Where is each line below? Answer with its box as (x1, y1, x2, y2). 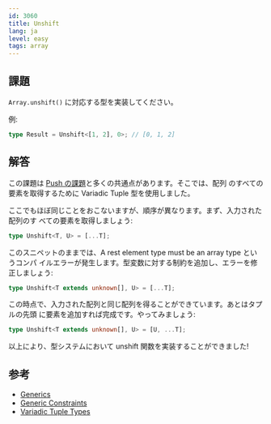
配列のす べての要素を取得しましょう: (8, 216, 133, 225)
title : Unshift (8, 19, 60, 28)
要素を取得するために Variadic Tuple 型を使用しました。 (8, 188, 195, 198)
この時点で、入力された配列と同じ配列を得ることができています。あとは (8, 299, 249, 309)
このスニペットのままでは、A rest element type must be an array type (8, 247, 241, 257)
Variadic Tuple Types (19, 407, 91, 417)
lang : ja (8, 27, 38, 35)
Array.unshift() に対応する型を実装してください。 (8, 96, 178, 106)
